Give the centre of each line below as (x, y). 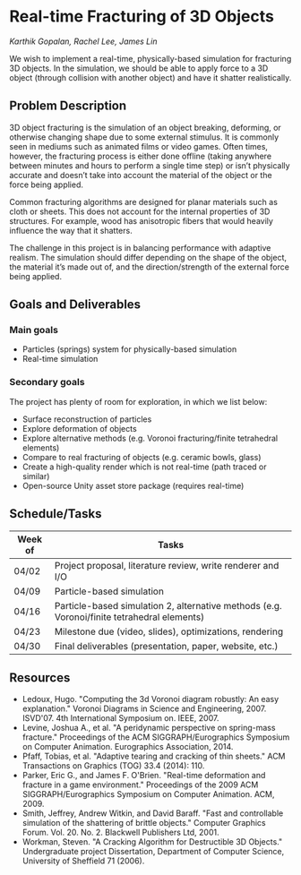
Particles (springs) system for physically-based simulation (129, 349)
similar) (36, 476)
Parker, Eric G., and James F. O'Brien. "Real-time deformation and (144, 776)
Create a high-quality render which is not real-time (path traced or (144, 467)
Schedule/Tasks (56, 514)
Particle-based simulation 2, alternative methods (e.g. (168, 605)
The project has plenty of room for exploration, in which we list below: (138, 401)
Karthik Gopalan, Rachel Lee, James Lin (83, 41)
